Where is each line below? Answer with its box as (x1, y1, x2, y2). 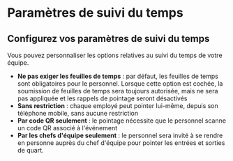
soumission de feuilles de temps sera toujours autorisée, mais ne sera (17, 87, 218, 95)
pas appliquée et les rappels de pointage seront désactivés (17, 94, 188, 102)
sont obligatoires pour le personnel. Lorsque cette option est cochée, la (17, 79, 223, 88)
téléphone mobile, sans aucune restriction (17, 109, 138, 117)
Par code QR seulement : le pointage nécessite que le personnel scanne (17, 116, 227, 125)
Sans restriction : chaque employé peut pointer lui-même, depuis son (17, 102, 218, 109)
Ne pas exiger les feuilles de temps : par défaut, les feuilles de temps (17, 72, 218, 80)
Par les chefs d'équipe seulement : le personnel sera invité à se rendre (17, 131, 223, 139)
